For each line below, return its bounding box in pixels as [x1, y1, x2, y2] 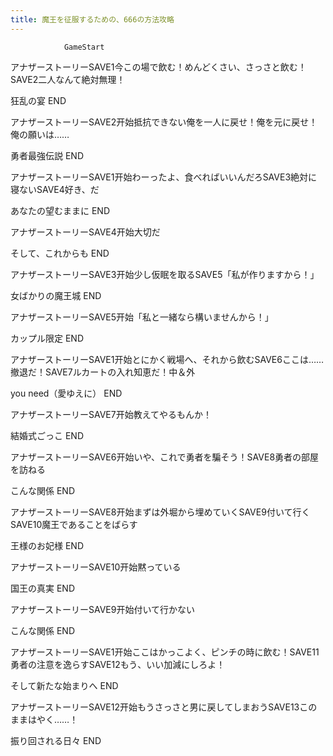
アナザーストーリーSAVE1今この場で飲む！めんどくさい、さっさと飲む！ [10, 61, 307, 73]
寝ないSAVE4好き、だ [10, 183, 100, 195]
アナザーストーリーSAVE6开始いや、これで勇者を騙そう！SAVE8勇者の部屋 [10, 451, 320, 463]
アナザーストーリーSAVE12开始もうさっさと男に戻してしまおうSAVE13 [10, 701, 300, 713]
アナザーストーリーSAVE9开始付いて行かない [10, 603, 196, 615]
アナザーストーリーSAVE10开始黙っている [10, 561, 182, 573]
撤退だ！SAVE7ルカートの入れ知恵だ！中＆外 [10, 366, 196, 378]
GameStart [63, 42, 105, 52]
